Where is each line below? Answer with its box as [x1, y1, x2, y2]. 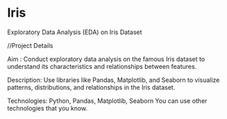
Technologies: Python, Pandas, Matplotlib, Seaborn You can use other [7, 96, 208, 105]
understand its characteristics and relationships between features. [7, 62, 197, 70]
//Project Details [7, 41, 53, 49]
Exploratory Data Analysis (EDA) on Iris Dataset [7, 28, 142, 36]
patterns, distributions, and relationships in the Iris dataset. [7, 83, 176, 91]
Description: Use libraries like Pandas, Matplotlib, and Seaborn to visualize [7, 75, 220, 84]
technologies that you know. [7, 104, 88, 112]
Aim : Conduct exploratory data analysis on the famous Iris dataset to [7, 54, 205, 63]
